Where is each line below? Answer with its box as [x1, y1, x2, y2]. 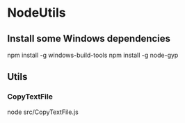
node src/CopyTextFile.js [7, 108, 79, 116]
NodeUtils [7, 5, 66, 21]
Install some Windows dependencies [7, 33, 171, 44]
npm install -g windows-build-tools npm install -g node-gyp [7, 51, 179, 59]
